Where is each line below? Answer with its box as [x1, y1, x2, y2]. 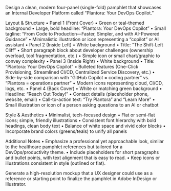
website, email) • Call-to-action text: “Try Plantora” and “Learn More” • [5, 96, 155, 102]
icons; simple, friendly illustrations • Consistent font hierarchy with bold [5, 117, 157, 123]
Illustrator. [5, 181, 27, 187]
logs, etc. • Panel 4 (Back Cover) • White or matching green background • [5, 85, 162, 92]
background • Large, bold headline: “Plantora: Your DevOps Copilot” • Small [5, 25, 166, 31]
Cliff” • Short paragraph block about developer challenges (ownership [5, 47, 154, 53]
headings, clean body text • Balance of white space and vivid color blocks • [5, 123, 166, 129]
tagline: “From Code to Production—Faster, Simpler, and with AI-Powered [5, 31, 160, 37]
